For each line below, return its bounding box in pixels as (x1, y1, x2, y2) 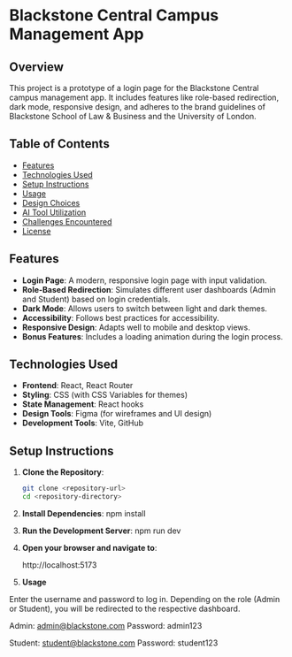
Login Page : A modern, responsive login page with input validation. (21, 275, 267, 286)
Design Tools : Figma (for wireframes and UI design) (21, 409, 212, 419)
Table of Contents (9, 136, 111, 151)
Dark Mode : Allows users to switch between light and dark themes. (21, 302, 268, 314)
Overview (9, 59, 65, 74)
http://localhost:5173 (21, 560, 97, 570)
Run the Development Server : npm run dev (21, 525, 181, 536)
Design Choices (21, 197, 81, 208)
